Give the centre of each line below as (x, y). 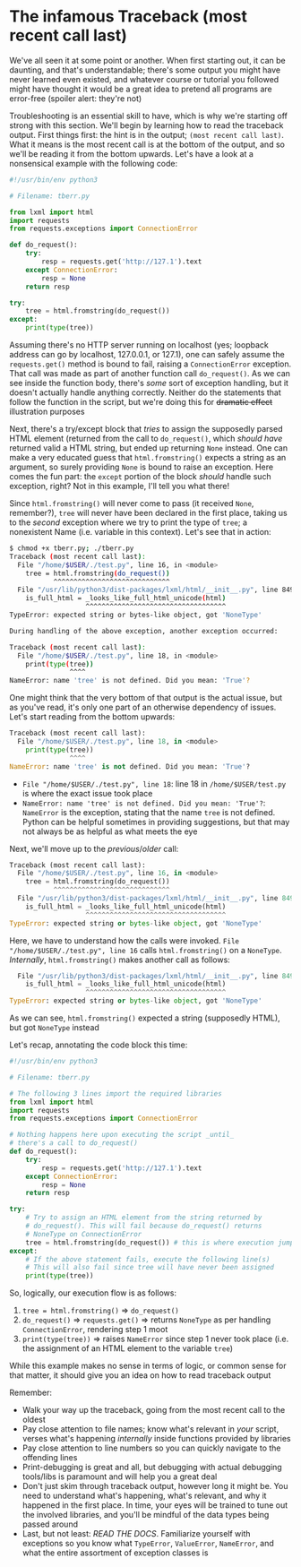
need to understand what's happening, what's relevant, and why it (144, 1496)
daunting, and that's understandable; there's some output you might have (145, 70)
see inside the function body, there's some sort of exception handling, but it (149, 383)
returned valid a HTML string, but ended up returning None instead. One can (149, 448)
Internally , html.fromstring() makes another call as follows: (120, 960)
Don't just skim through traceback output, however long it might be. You (155, 1486)
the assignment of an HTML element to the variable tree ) (128, 1348)
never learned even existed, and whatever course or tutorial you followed (144, 79)
